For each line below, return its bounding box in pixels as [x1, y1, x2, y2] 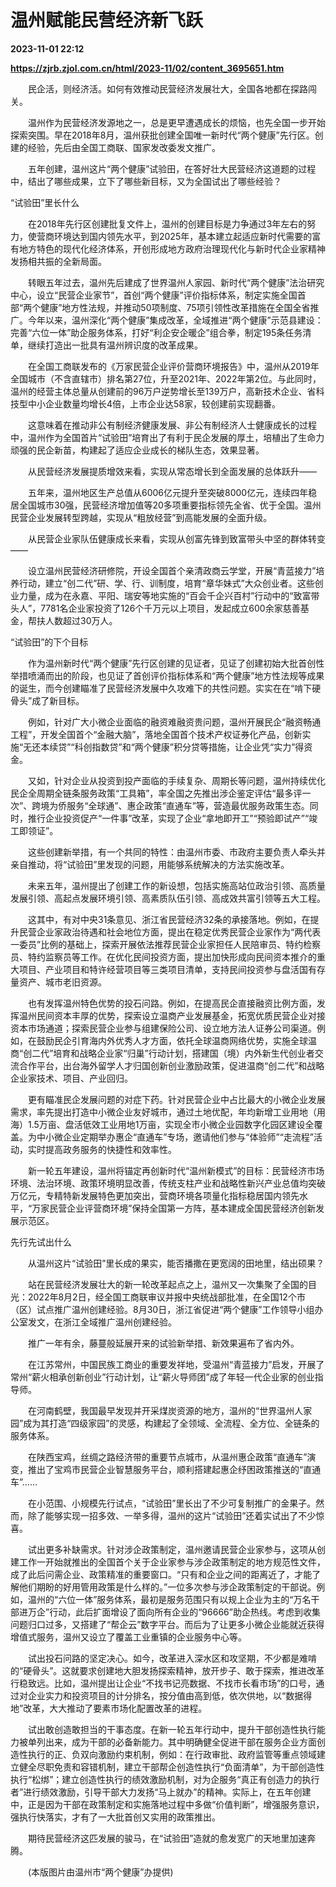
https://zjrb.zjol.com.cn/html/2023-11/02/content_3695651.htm [10, 62, 285, 74]
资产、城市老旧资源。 [18, 976, 107, 988]
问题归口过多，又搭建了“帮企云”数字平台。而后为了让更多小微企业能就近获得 [10, 1618, 325, 1630]
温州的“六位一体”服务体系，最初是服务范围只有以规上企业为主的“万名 [27, 1593, 312, 1605]
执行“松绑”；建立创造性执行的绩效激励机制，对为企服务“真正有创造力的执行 [10, 1773, 320, 1785]
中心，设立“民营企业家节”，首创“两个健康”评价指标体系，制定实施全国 [10, 289, 298, 301]
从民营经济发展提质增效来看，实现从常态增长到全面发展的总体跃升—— [27, 465, 317, 477]
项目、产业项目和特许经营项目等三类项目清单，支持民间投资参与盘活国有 [18, 963, 317, 975]
